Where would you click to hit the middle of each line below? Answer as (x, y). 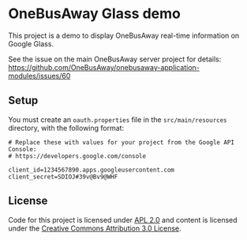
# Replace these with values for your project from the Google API (122, 142)
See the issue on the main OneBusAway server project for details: (115, 59)
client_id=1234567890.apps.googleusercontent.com (92, 170)
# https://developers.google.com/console (77, 156)
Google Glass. (31, 43)
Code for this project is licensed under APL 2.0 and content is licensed (123, 220)
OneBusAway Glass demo (95, 14)
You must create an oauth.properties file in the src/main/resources (118, 120)
